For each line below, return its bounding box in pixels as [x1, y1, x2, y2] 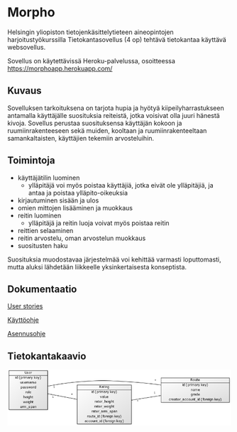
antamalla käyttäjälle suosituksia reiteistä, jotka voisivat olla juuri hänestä [7, 111, 220, 119]
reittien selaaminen [17, 226, 74, 234]
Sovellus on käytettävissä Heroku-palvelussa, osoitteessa [7, 56, 176, 65]
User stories [7, 302, 43, 310]
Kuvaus [7, 85, 42, 97]
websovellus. [7, 43, 46, 51]
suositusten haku [17, 241, 68, 249]
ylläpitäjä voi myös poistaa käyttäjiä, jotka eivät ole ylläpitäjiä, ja [28, 180, 214, 189]
